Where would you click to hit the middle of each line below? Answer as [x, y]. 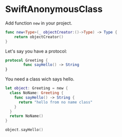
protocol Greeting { [27, 60]
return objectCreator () [39, 37]
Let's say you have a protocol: [36, 51]
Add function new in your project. [39, 23]
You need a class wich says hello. [40, 79]
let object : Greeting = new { [37, 88]
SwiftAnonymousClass [54, 9]
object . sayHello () [24, 130]
